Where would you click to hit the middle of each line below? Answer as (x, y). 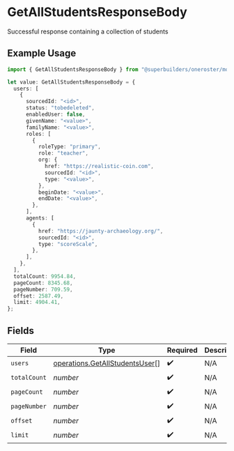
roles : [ (38, 134)
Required (182, 350)
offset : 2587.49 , (39, 296)
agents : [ (40, 218)
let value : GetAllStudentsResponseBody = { (71, 82)
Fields (21, 331)
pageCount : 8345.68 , (43, 283)
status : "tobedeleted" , (60, 108)
